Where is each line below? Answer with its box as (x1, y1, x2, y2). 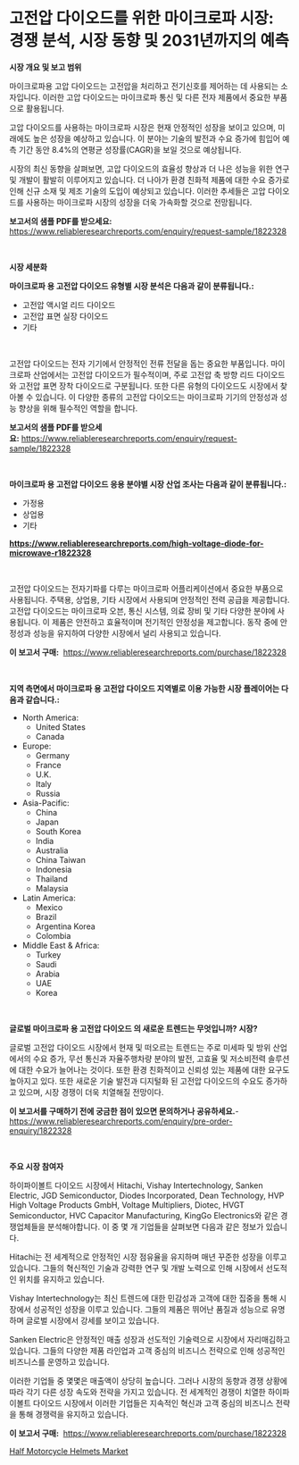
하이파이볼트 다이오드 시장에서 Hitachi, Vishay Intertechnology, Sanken (9, 1180, 263, 1191)
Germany (35, 749, 70, 760)
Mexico (35, 901, 63, 912)
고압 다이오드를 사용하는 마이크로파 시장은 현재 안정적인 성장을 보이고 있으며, (9, 121, 277, 132)
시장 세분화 (9, 261, 47, 272)
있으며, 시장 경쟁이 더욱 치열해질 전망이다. (18, 1086, 164, 1097)
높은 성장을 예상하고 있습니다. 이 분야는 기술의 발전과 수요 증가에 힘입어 (32, 133, 281, 144)
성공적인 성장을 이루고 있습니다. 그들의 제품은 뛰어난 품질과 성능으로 (32, 1303, 270, 1314)
